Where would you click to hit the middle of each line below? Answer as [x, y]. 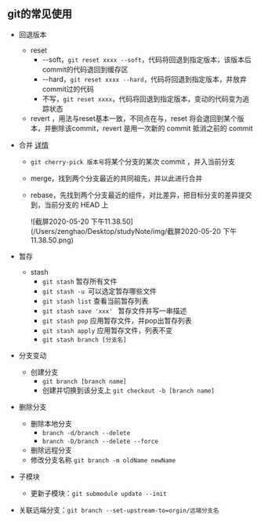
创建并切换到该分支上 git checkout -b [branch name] [128, 390]
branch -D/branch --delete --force [100, 441]
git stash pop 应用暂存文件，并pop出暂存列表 [117, 320]
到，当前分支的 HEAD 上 [69, 204]
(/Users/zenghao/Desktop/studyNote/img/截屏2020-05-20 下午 [133, 231]
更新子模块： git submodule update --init [98, 493]
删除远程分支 [51, 450]
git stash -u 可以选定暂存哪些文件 [100, 291]
